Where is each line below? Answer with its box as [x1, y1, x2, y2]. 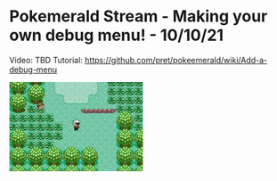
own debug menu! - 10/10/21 [9, 25, 224, 45]
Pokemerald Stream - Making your [9, 6, 268, 27]
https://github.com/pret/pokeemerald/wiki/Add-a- [84, 54, 268, 65]
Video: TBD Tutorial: [9, 54, 83, 65]
